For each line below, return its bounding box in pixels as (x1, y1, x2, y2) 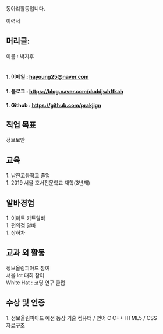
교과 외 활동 (6, 248, 45, 258)
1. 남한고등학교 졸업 (6, 172, 51, 179)
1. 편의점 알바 (6, 222, 37, 229)
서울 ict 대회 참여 (6, 272, 45, 279)
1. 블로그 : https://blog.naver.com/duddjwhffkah (6, 88, 124, 95)
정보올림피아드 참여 (6, 265, 50, 272)
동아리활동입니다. (6, 5, 45, 12)
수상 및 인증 (6, 298, 45, 308)
